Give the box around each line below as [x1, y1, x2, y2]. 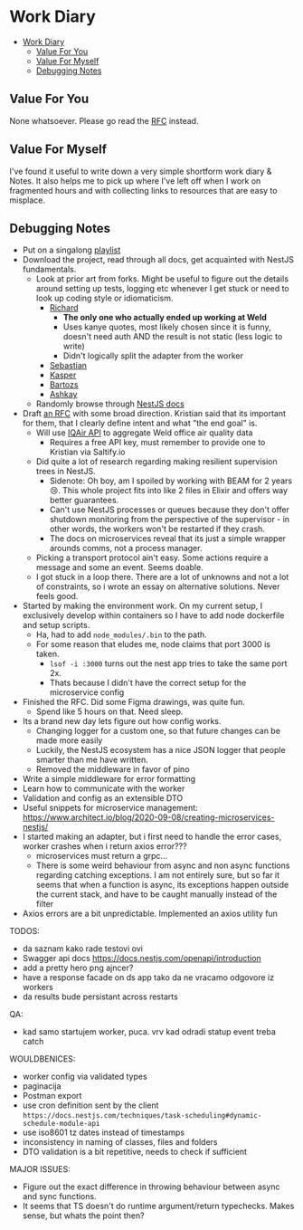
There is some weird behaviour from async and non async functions [35, 860, 290, 871]
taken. [35, 649, 60, 660]
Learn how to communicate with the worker [22, 783, 185, 794]
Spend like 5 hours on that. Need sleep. [35, 706, 184, 717]
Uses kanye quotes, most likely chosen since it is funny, [62, 321, 271, 332]
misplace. [9, 195, 46, 205]
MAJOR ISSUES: [9, 1164, 71, 1175]
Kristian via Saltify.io [49, 446, 126, 458]
